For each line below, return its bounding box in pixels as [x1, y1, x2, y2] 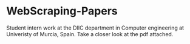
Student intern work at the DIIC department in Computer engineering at [6, 24, 184, 31]
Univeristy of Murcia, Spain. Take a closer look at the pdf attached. [6, 30, 174, 37]
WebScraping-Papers [6, 4, 118, 18]
